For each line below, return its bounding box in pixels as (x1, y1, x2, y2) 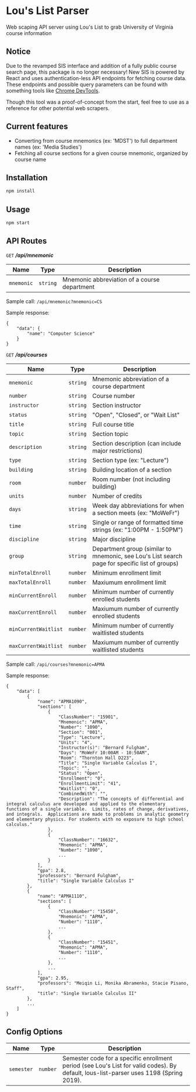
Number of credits (92, 492, 142, 500)
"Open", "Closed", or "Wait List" (92, 411, 180, 419)
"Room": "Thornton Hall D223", (58, 755, 134, 761)
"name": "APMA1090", (37, 698, 87, 705)
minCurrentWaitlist (9, 626, 63, 633)
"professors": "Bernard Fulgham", (37, 873, 121, 878)
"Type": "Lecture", (58, 734, 106, 740)
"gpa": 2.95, (37, 975, 69, 981)
